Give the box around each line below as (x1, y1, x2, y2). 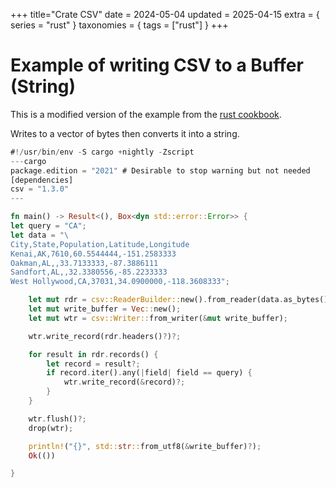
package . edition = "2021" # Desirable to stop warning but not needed (10, 165, 311, 176)
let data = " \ (10, 230, 70, 240)
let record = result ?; (46, 359, 141, 369)
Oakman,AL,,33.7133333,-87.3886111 (10, 258, 159, 268)
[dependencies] (10, 175, 74, 185)
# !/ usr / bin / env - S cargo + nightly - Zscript (10, 147, 195, 157)
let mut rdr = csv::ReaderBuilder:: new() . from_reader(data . (28, 295, 284, 305)
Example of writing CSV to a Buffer (10, 54, 304, 77)
